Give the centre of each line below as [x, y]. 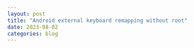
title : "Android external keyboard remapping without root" [98, 20]
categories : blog [33, 34]
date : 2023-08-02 [33, 27]
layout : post [26, 14]
